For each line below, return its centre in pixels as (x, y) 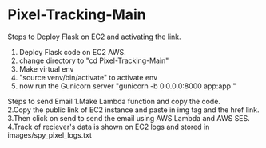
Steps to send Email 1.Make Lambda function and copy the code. (114, 101)
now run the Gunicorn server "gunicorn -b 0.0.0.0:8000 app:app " (127, 86)
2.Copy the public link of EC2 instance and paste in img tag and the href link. (133, 110)
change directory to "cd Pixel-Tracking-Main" (94, 60)
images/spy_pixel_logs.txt (50, 135)
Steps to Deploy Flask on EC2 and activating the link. (94, 37)
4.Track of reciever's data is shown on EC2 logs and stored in (109, 127)
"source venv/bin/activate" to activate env (88, 77)
